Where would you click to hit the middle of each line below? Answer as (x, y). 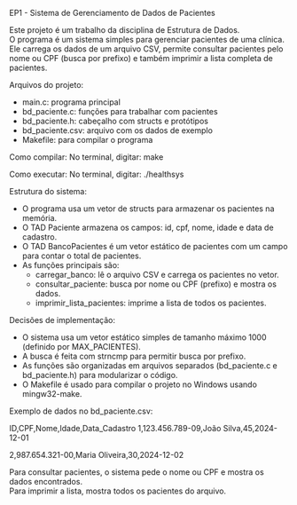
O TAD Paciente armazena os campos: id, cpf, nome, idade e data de (148, 227)
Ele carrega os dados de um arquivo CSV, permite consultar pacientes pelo (146, 49)
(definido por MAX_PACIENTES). (82, 347)
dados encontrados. (46, 481)
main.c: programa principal (71, 102)
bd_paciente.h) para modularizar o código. (100, 375)
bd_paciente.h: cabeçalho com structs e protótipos (115, 121)
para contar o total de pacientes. (82, 256)
